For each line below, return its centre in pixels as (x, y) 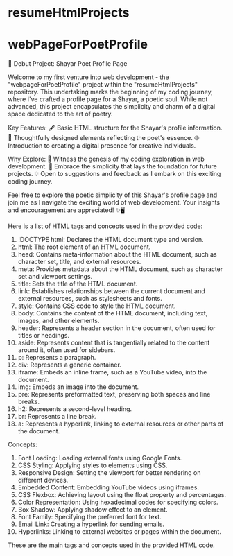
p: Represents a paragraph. (57, 358)
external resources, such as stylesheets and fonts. (90, 299)
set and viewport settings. (55, 277)
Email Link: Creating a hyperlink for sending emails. (91, 524)
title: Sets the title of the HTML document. (78, 284)
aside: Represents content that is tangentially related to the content (114, 343)
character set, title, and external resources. (79, 262)
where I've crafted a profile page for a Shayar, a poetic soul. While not (108, 99)
